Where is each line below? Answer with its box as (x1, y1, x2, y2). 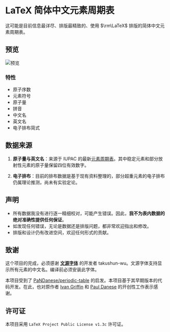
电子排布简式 (12, 125, 40, 131)
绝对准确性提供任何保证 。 (12, 217, 67, 223)
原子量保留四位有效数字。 (35, 162, 89, 168)
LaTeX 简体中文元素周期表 (5, 5, 115, 16)
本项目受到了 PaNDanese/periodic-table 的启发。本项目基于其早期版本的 (5, 277, 158, 283)
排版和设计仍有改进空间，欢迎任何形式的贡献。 (12, 229, 111, 235)
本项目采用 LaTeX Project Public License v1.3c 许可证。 (5, 321, 126, 327)
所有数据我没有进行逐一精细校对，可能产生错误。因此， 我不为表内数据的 (12, 210, 165, 216)
